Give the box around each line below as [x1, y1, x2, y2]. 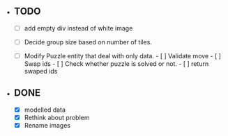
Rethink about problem [24, 113, 90, 121]
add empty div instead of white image [24, 24, 133, 32]
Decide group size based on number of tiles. [24, 37, 152, 46]
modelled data [24, 105, 66, 114]
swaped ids [24, 67, 58, 75]
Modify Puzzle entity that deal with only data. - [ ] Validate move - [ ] [24, 51, 222, 60]
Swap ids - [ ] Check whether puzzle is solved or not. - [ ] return [24, 60, 209, 68]
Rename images [24, 121, 71, 129]
